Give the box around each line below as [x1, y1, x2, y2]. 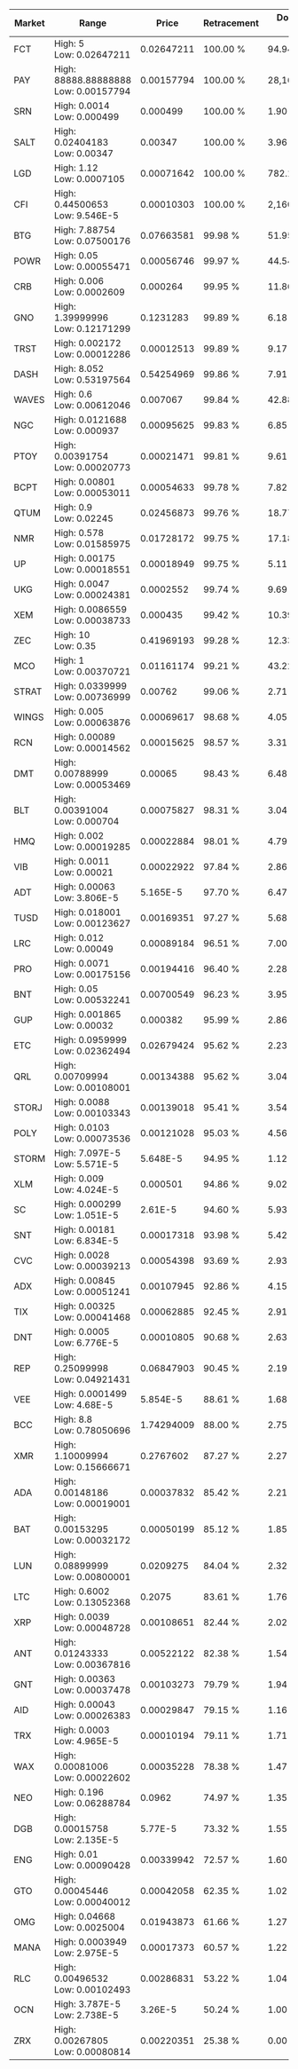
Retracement [202, 17, 260, 29]
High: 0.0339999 [54, 680, 127, 691]
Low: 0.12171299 [54, 323, 131, 335]
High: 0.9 [54, 501, 93, 513]
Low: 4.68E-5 [54, 1399, 114, 1410]
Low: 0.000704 [54, 816, 120, 827]
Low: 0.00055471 [54, 261, 131, 272]
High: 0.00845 [54, 1275, 116, 1286]
